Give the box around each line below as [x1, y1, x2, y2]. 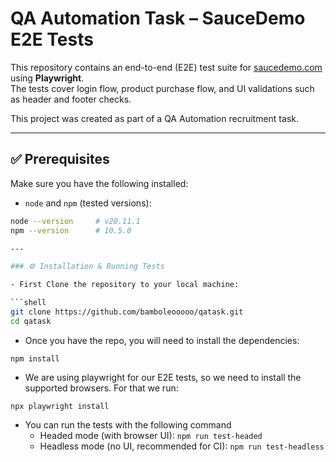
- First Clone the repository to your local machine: [10, 280, 240, 290]
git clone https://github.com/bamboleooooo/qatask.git [10, 307, 244, 317]
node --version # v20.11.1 [10, 216, 141, 226]
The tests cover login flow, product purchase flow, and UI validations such [10, 82, 315, 94]
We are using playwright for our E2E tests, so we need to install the [24, 371, 302, 383]
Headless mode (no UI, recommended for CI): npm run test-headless [39, 440, 325, 452]
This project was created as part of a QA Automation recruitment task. [10, 112, 299, 124]
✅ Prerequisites [10, 151, 110, 168]
